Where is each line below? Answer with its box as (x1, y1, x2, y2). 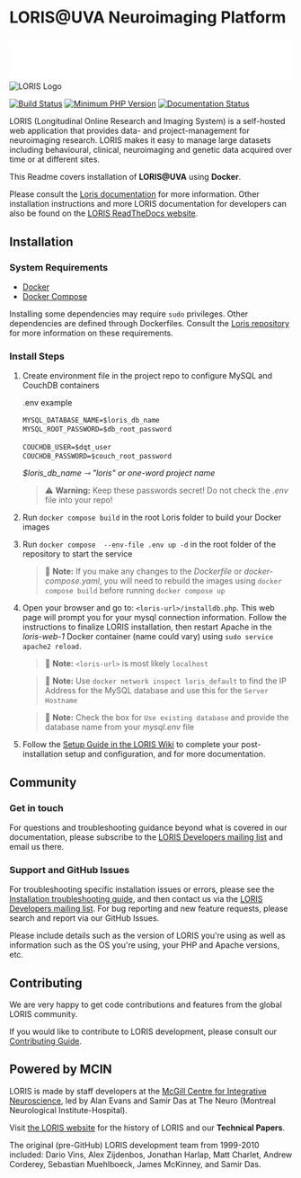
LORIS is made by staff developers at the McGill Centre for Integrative (9, 1085, 267, 1096)
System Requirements (9, 261, 109, 273)
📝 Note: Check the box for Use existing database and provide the (44, 712, 289, 723)
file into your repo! (44, 495, 113, 505)
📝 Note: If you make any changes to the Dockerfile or (44, 566, 243, 577)
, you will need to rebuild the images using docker (99, 576, 282, 586)
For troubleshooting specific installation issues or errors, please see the (9, 884, 275, 895)
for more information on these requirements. (9, 327, 173, 338)
